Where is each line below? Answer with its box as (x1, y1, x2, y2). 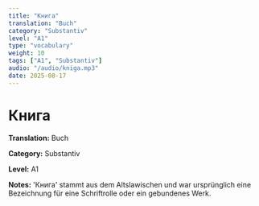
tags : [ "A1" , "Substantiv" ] (8, 57, 103, 65)
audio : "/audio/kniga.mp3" (8, 64, 99, 72)
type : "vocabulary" (8, 42, 74, 50)
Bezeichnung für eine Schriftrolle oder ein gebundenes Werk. (8, 188, 212, 198)
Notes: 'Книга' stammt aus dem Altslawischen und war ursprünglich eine (8, 179, 252, 189)
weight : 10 (8, 49, 45, 57)
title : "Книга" (8, 11, 60, 20)
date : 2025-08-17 (8, 72, 67, 80)
